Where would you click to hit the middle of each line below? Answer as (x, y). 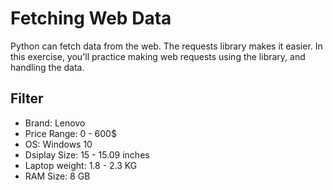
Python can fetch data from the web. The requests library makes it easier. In (166, 46)
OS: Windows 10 (58, 144)
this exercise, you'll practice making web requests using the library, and (158, 56)
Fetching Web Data (91, 18)
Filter (27, 98)
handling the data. (47, 67)
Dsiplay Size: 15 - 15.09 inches (87, 154)
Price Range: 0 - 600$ (70, 133)
